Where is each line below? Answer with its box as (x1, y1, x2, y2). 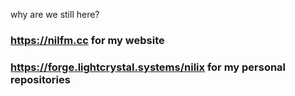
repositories (10, 72, 71, 86)
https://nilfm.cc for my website (10, 33, 165, 47)
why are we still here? (10, 9, 100, 20)
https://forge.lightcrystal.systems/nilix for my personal (10, 60, 287, 74)
